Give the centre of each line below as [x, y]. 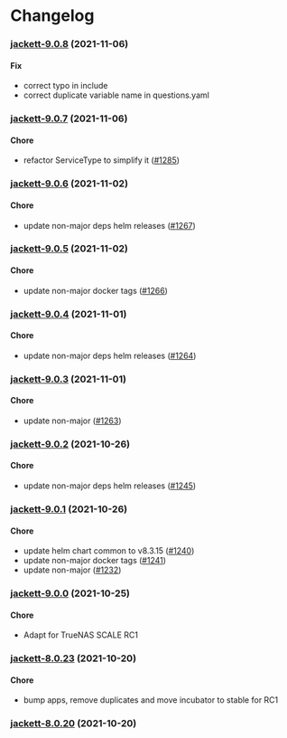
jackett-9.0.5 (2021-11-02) [69, 249]
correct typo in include [65, 86]
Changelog [52, 16]
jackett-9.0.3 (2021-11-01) [69, 379]
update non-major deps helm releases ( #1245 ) [110, 486]
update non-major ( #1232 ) [72, 570]
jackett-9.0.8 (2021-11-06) [69, 44]
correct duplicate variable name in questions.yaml [116, 95]
